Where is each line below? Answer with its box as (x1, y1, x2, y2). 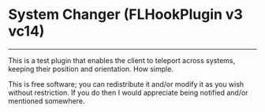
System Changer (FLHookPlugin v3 (8, 6, 243, 24)
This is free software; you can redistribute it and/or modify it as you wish (8, 79, 244, 88)
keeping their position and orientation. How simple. (8, 64, 174, 73)
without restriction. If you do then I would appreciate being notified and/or (8, 88, 248, 97)
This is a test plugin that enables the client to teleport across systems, (8, 55, 236, 65)
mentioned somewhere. (8, 96, 85, 106)
